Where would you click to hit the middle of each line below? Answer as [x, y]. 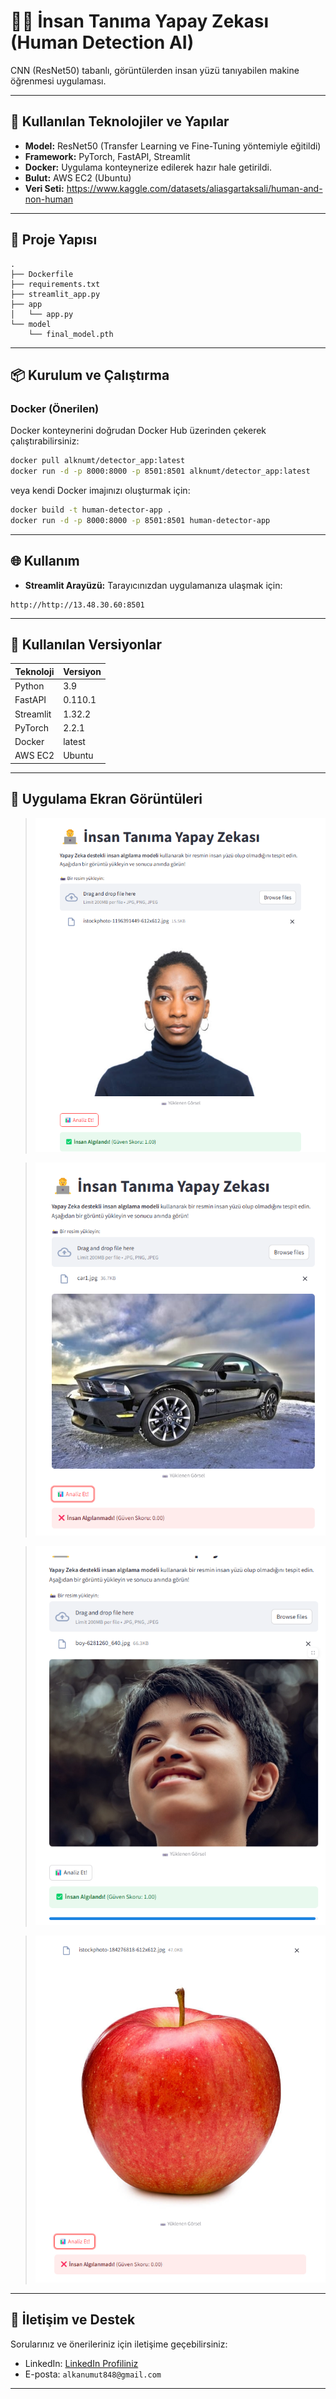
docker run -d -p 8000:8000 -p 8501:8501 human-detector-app [140, 520]
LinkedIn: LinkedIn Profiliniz [81, 2363]
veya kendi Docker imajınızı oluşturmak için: [100, 490]
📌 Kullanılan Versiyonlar [86, 644]
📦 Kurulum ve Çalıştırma [90, 375]
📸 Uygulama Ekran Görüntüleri [106, 799]
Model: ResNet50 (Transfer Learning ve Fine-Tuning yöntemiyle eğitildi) [173, 146]
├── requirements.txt [55, 284]
